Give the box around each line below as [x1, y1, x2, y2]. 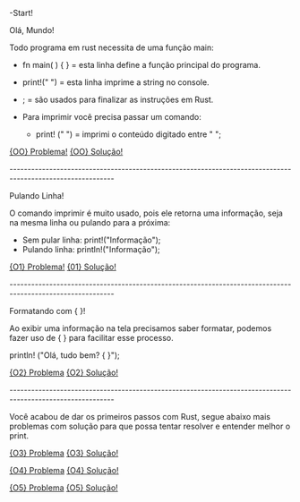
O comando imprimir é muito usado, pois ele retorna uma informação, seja [9, 208, 284, 218]
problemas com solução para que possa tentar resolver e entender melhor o [9, 421, 291, 431]
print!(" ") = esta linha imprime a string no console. [21, 77, 210, 88]
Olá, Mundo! [9, 25, 56, 35]
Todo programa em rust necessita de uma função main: [9, 42, 214, 53]
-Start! [9, 8, 34, 18]
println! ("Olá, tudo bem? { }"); [9, 350, 120, 361]
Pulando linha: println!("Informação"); [21, 244, 160, 254]
